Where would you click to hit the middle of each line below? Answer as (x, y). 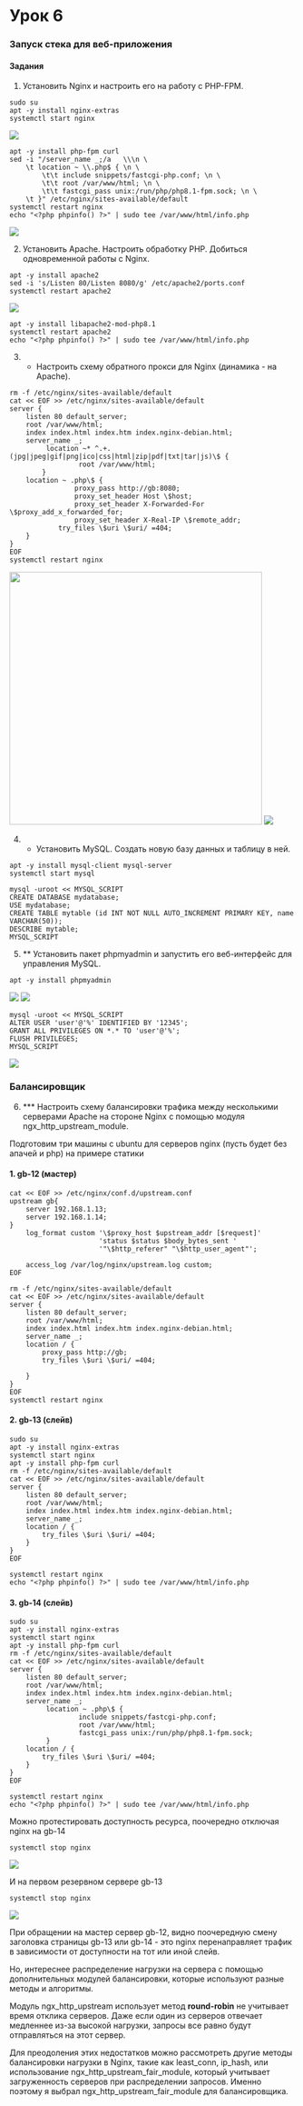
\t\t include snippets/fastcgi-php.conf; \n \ (132, 175)
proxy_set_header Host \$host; (133, 496)
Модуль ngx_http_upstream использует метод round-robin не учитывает (149, 2006)
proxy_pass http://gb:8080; (127, 489)
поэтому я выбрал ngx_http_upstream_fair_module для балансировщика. (149, 2091)
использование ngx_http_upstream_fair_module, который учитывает (140, 2072)
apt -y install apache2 (54, 275)
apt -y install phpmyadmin (60, 981)
